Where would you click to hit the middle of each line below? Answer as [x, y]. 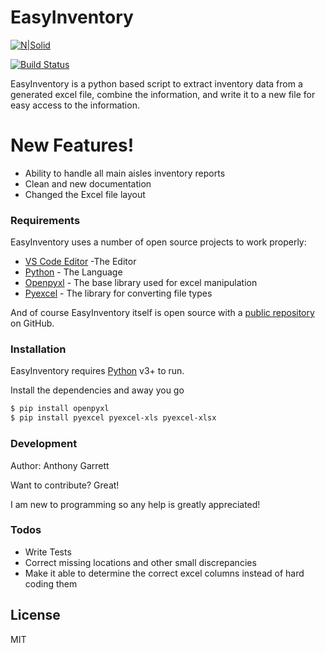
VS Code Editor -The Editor [80, 262]
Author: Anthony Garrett [60, 465]
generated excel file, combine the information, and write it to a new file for [163, 94]
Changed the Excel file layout [85, 194]
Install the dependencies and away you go [97, 390]
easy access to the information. [75, 105]
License [35, 615]
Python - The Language [73, 272]
